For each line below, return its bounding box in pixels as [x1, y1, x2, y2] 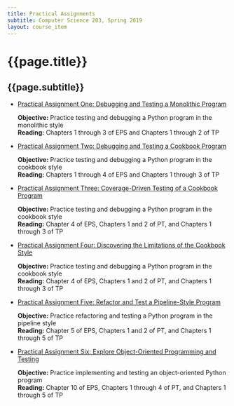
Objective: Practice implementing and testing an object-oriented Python [17, 369, 226, 377]
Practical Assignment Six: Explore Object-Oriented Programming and [17, 348, 216, 356]
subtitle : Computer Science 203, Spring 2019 [7, 17, 142, 24]
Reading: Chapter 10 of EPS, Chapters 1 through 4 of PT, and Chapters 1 [17, 384, 226, 392]
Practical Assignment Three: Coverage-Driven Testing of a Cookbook [17, 184, 219, 193]
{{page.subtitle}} [7, 81, 85, 93]
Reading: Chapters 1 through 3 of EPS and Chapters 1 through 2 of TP [17, 128, 219, 137]
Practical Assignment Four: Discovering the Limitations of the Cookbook [17, 241, 226, 250]
